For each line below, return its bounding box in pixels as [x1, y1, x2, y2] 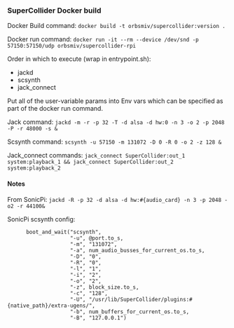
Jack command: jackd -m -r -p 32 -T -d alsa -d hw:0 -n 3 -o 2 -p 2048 [7, 118, 225, 126]
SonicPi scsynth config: [7, 214, 76, 223]
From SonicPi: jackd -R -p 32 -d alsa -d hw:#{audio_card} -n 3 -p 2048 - [7, 195, 228, 203]
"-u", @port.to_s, [69, 234, 124, 242]
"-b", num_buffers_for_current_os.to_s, [69, 308, 190, 315]
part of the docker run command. [7, 104, 104, 113]
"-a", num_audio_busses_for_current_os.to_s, [69, 247, 205, 254]
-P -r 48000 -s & [7, 125, 58, 132]
